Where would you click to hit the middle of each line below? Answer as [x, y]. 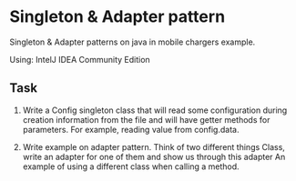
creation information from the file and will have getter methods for [146, 119]
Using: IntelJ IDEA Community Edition [80, 59]
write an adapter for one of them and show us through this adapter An [154, 156]
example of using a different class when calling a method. [131, 166]
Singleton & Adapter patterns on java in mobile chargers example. [133, 42]
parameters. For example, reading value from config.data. [131, 129]
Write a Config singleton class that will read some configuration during [155, 110]
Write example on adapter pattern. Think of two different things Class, [153, 146]
